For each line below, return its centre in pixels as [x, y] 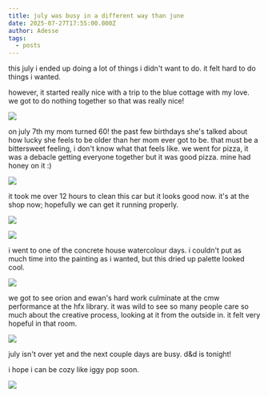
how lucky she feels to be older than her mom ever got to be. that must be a [133, 140]
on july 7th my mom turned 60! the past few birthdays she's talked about [128, 132]
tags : [17, 38]
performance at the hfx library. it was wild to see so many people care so [129, 306]
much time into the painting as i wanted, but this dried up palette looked [127, 259]
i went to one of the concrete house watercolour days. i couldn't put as [125, 250]
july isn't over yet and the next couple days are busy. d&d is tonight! [120, 354]
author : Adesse [34, 30]
